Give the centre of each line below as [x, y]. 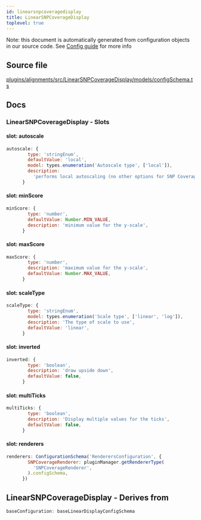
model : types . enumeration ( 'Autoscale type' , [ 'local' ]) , [100, 165]
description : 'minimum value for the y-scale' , [88, 225]
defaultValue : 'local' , [57, 160]
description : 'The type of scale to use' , [81, 322]
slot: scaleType [25, 293]
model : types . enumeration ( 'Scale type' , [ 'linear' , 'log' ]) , [106, 316]
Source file [27, 65]
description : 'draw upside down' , [71, 371]
